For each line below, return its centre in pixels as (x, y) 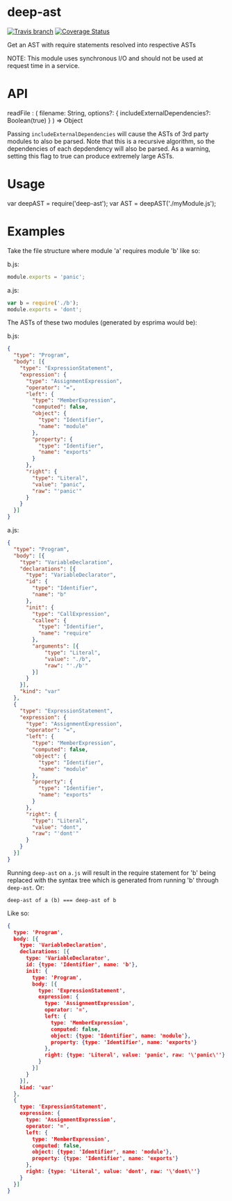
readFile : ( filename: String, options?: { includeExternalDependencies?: (109, 113)
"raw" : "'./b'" (66, 665)
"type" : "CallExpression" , (71, 614)
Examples (36, 231)
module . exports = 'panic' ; (46, 277)
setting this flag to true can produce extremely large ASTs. (91, 156)
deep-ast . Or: (26, 888)
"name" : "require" (65, 633)
